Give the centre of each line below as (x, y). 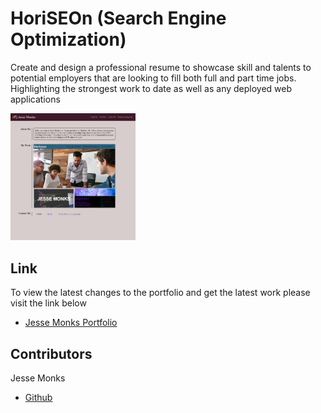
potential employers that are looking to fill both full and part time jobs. (153, 78)
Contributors (51, 353)
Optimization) (68, 39)
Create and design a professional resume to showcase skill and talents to (161, 67)
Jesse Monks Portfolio (71, 323)
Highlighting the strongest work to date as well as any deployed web (151, 88)
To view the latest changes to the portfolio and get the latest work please (160, 293)
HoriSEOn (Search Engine (118, 18)
